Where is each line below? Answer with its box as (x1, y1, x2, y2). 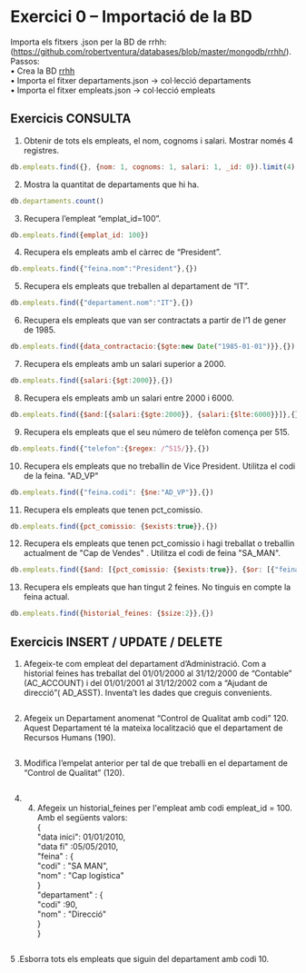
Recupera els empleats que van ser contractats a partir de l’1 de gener (23, 315, 287, 326)
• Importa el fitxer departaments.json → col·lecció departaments (10, 74, 252, 85)
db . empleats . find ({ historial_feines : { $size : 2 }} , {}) (10, 609, 214, 619)
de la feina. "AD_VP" (23, 470, 99, 481)
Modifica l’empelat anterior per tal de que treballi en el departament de (23, 757, 289, 769)
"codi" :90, (36, 899, 78, 909)
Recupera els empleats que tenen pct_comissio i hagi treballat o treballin (23, 538, 295, 549)
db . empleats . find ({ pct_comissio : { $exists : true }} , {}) (10, 521, 219, 531)
